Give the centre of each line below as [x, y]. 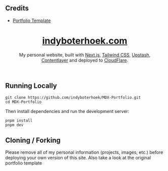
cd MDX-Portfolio [23, 102]
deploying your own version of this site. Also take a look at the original [78, 158]
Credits [17, 8]
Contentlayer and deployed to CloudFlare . [85, 60]
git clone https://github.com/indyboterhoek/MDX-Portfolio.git [73, 97]
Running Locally [31, 86]
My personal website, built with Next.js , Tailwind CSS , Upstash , [85, 54]
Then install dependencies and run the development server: [67, 111]
